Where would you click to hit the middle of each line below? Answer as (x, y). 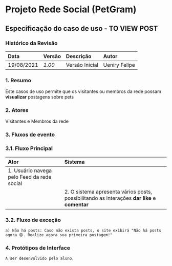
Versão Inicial (82, 65)
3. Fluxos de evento (30, 135)
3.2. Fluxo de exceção (33, 220)
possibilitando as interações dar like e (110, 198)
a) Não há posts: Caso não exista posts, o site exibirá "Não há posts (83, 230)
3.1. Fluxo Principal (29, 148)
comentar (76, 204)
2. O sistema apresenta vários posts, (108, 192)
